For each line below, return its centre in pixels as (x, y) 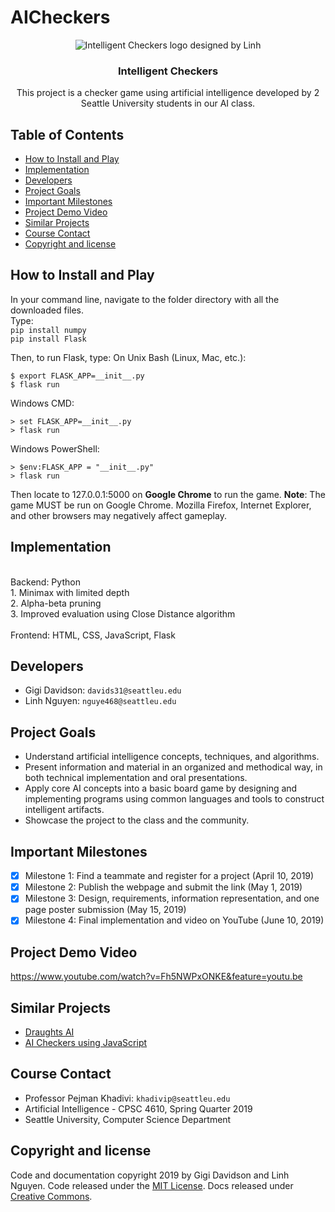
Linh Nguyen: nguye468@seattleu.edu (100, 701)
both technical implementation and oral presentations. (136, 778)
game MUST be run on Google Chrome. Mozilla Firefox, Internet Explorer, (161, 505)
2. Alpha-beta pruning (56, 603)
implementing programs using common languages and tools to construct (174, 799)
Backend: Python (45, 582)
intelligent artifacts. (64, 810)
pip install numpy (48, 330)
